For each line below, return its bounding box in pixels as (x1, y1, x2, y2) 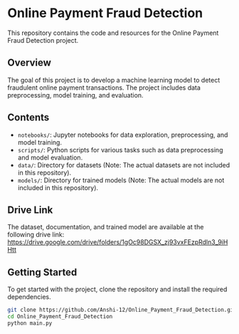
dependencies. (7, 293, 51, 301)
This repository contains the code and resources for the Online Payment (7, 28, 219, 37)
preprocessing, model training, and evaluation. (7, 90, 144, 99)
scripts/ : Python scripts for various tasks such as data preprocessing (17, 145, 223, 154)
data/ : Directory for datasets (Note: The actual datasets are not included (17, 160, 230, 169)
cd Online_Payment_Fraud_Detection (7, 313, 113, 320)
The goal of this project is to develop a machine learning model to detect (7, 75, 221, 84)
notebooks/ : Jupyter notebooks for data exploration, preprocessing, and (17, 130, 228, 139)
